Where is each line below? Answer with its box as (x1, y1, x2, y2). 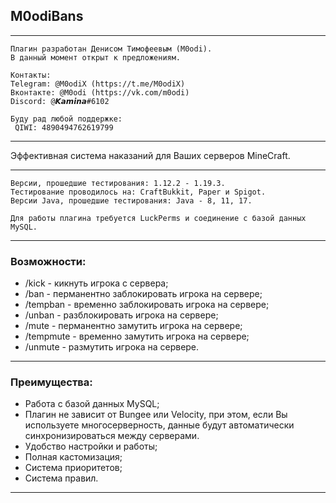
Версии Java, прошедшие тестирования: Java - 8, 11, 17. (10, 195, 253, 206)
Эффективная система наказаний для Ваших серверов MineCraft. (10, 149, 291, 161)
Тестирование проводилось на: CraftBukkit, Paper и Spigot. (10, 187, 267, 197)
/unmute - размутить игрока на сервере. (24, 341, 200, 353)
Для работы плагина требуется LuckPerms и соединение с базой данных (10, 213, 307, 223)
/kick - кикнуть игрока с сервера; (24, 277, 169, 289)
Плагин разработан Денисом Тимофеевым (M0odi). (10, 44, 213, 54)
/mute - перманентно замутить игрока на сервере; (24, 320, 243, 332)
